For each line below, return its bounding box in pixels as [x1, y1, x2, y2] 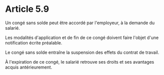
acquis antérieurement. [5, 64, 52, 70]
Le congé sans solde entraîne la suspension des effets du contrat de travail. [5, 49, 160, 55]
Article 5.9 [5, 3, 49, 15]
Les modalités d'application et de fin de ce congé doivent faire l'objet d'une [5, 35, 159, 40]
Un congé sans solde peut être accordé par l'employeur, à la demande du [5, 20, 155, 26]
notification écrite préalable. [5, 39, 63, 45]
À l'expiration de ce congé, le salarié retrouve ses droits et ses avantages [5, 59, 155, 65]
